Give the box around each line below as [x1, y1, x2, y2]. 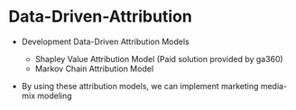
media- [260, 80, 288, 91]
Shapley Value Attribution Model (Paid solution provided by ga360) [34, 53, 283, 64]
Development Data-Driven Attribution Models [21, 36, 190, 47]
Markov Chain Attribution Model [34, 63, 154, 74]
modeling [37, 90, 73, 101]
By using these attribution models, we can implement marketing [21, 80, 259, 91]
